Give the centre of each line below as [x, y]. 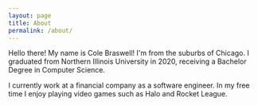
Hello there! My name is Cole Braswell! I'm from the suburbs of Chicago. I [129, 53]
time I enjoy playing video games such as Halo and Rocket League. [118, 94]
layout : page [30, 16]
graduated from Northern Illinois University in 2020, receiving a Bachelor [127, 61]
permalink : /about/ [41, 30]
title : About [30, 23]
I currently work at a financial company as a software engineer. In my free [129, 85]
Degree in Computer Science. [57, 70]
